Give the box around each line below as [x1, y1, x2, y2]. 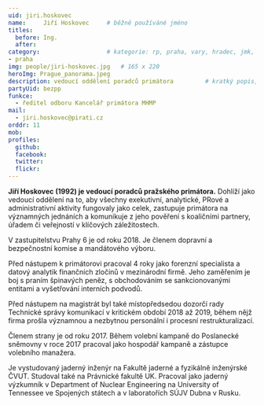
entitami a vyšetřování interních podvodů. [8, 284, 143, 293]
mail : [8, 107, 26, 115]
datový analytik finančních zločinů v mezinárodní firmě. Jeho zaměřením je [8, 267, 251, 276]
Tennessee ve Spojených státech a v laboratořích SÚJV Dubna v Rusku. [8, 388, 241, 397]
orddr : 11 [8, 121, 41, 129]
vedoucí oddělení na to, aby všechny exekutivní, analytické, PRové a [8, 195, 229, 204]
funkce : [8, 92, 34, 100]
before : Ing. [15, 33, 58, 42]
